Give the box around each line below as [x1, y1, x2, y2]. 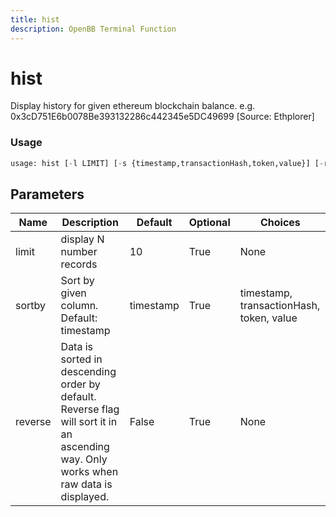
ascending [60, 440, 110, 454]
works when [60, 465, 119, 479]
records [60, 257, 98, 271]
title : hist [10, 14, 60, 25]
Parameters [10, 186, 85, 203]
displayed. [60, 490, 110, 504]
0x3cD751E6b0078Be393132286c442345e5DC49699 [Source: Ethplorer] [10, 111, 315, 123]
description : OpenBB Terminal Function [10, 24, 177, 34]
